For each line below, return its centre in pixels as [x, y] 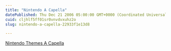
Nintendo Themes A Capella [35, 43]
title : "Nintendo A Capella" [36, 10]
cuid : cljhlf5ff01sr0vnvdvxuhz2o [41, 19]
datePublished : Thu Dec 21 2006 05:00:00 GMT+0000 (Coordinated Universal [86, 15]
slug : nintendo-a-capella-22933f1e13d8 [48, 24]
